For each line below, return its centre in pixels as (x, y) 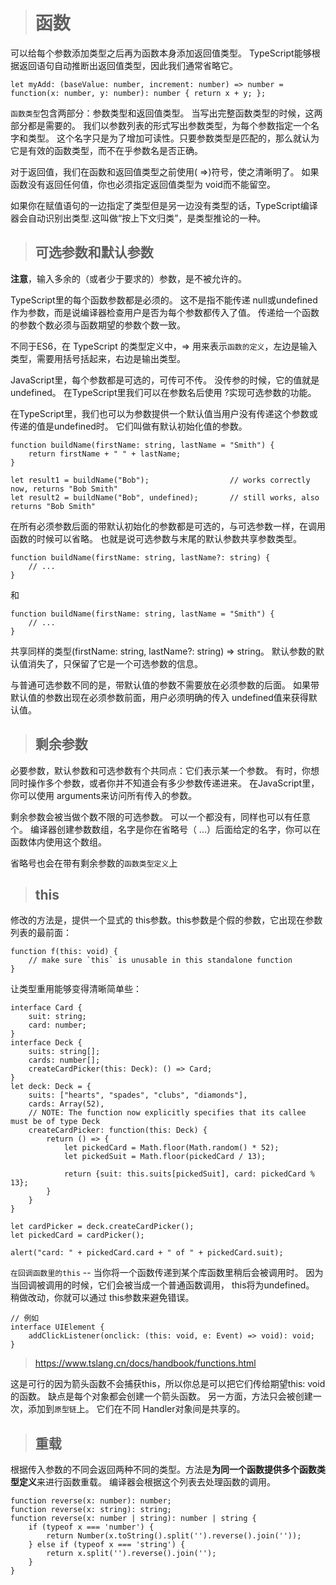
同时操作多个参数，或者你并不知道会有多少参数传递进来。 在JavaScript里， (165, 783)
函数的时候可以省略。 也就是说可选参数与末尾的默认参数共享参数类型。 (156, 538)
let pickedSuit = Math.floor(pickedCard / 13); (165, 1157)
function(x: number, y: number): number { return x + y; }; (138, 93)
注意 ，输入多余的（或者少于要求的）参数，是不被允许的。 (128, 278)
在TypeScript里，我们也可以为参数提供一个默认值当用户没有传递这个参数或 (164, 413)
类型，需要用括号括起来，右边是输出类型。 (98, 358)
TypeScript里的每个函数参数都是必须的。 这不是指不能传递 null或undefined (164, 300)
